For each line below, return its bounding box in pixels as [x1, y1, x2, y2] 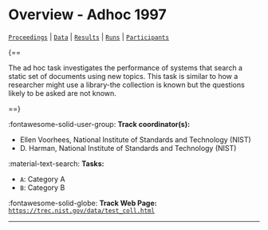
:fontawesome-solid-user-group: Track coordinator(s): [8, 119, 190, 129]
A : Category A [19, 174, 65, 184]
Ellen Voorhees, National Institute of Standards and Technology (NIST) [19, 134, 251, 145]
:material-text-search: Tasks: [8, 158, 104, 169]
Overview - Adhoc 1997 [8, 6, 167, 24]
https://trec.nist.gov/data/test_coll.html [8, 206, 156, 215]
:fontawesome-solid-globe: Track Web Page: [8, 198, 157, 208]
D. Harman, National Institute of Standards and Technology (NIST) [19, 143, 237, 153]
